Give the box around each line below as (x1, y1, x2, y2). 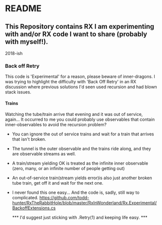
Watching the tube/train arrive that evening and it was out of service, (5, 111, 143, 117)
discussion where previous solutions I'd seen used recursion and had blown (5, 84, 157, 90)
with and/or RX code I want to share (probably (5, 30, 147, 38)
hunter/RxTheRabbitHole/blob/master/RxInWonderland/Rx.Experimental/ (12, 200, 157, 206)
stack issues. (5, 89, 32, 95)
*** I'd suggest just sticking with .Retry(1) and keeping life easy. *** (12, 214, 147, 220)
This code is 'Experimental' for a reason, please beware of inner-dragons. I (5, 74, 156, 79)
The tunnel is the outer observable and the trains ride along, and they (12, 146, 151, 151)
